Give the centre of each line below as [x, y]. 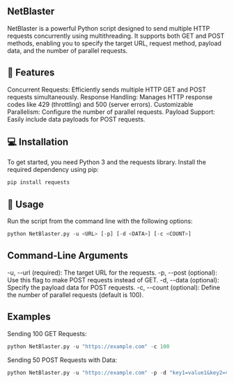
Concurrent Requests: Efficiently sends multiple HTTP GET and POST [107, 89]
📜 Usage [25, 204]
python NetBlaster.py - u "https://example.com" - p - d [87, 373]
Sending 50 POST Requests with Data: [62, 360]
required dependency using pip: [53, 170]
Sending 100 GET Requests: [47, 333]
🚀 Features [31, 73]
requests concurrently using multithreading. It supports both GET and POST [116, 36]
